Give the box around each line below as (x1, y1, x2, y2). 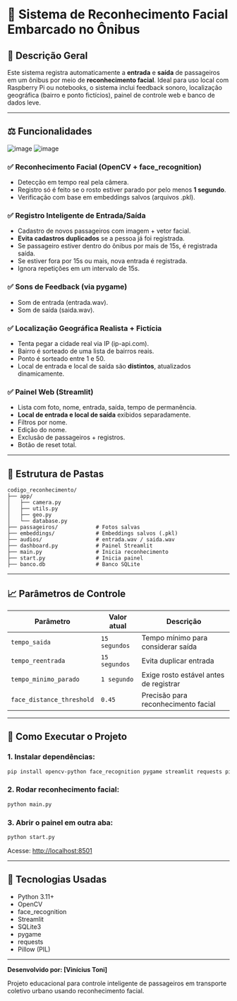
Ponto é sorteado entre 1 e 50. (17, 354, 106, 363)
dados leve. (7, 98, 41, 107)
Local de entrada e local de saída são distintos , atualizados (17, 362, 191, 370)
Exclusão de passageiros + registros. (17, 433, 126, 441)
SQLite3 (17, 922, 42, 931)
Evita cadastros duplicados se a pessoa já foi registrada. (17, 234, 185, 243)
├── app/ (7, 493, 33, 500)
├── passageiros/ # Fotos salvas (7, 523, 140, 531)
